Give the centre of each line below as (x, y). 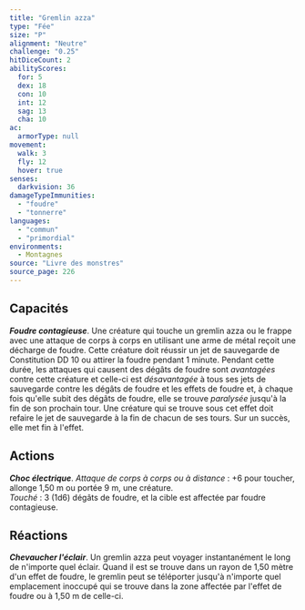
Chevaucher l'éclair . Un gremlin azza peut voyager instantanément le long (150, 557)
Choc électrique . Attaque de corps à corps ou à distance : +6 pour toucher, (152, 478)
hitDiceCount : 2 (40, 60)
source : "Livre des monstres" (67, 264)
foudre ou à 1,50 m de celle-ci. (67, 596)
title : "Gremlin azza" (52, 18)
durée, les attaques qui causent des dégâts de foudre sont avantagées (142, 369)
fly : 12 (32, 162)
